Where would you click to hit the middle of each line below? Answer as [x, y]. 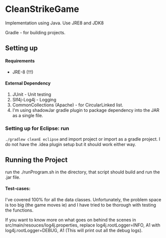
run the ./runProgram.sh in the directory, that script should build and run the [83, 172]
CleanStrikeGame [42, 9]
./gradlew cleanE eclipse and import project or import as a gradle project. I [83, 139]
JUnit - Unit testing [32, 94]
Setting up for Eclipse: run [37, 128]
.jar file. [13, 177]
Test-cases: [18, 189]
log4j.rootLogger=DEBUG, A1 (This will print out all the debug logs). [74, 231]
